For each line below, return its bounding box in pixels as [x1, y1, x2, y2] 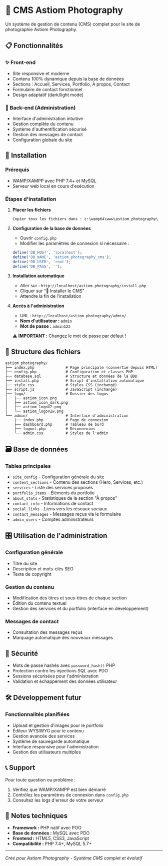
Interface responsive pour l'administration [12, 743, 99, 749]
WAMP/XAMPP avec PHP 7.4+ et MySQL [12, 178, 96, 184]
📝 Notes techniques [5, 811, 68, 820]
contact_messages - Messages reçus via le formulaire [12, 511, 121, 517]
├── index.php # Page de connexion [14, 418, 108, 423]
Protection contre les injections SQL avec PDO [12, 668, 108, 673]
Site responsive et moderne [12, 70, 70, 77]
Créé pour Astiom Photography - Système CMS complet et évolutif [5, 855, 142, 861]
